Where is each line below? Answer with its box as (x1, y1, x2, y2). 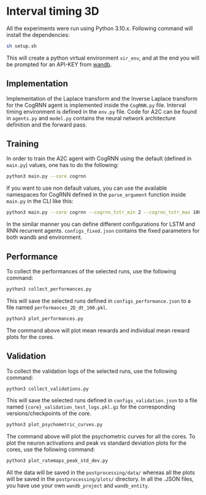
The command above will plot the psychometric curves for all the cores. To (6, 433, 196, 440)
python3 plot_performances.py (6, 315, 84, 322)
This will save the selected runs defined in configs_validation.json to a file (6, 397, 197, 404)
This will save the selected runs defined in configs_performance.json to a (6, 297, 191, 305)
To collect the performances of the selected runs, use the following (6, 268, 177, 275)
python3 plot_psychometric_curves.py (6, 422, 103, 428)
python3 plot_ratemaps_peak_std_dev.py (6, 458, 109, 464)
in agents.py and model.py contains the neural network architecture (6, 114, 176, 122)
